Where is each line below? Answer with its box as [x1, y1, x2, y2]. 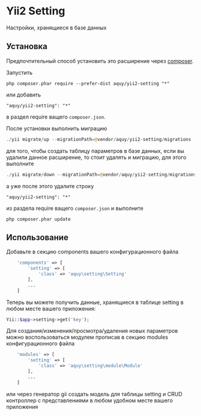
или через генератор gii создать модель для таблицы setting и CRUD [6, 390, 182, 397]
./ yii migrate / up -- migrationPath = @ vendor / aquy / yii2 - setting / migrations [6, 136, 191, 142]
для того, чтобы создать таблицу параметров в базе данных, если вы [6, 147, 184, 154]
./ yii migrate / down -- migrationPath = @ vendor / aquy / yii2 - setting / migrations [6, 171, 197, 177]
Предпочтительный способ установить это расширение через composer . [6, 57, 194, 64]
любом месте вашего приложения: [6, 305, 96, 312]
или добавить [6, 91, 41, 98]
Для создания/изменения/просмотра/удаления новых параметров [6, 327, 178, 334]
